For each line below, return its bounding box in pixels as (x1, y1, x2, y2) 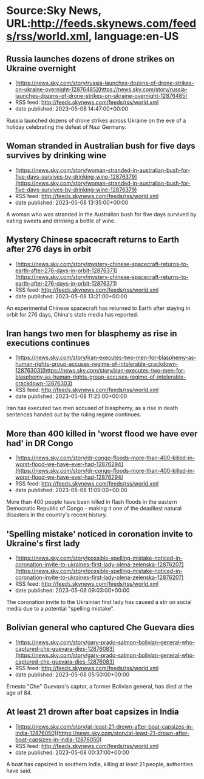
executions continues (6, 338, 90, 348)
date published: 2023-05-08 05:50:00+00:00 (15, 671, 129, 678)
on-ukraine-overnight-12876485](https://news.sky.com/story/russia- (15, 86, 188, 93)
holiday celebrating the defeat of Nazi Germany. (6, 123, 126, 131)
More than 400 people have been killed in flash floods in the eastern (6, 498, 177, 506)
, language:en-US (88, 30, 179, 43)
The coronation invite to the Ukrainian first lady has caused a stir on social (6, 599, 192, 606)
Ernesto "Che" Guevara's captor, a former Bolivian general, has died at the (6, 682, 192, 690)
